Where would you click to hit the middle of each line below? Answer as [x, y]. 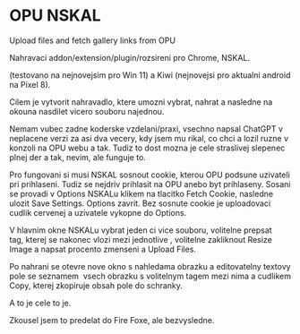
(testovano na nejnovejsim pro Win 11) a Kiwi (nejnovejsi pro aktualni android [150, 75]
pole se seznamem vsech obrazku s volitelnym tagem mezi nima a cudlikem [150, 276]
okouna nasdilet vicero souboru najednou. [87, 111]
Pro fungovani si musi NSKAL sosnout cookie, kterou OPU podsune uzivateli [150, 175]
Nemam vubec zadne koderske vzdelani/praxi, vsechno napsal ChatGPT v [146, 128]
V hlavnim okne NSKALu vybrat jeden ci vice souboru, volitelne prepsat [141, 230]
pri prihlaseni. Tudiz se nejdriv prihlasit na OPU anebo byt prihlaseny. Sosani [150, 184]
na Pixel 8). [30, 84]
